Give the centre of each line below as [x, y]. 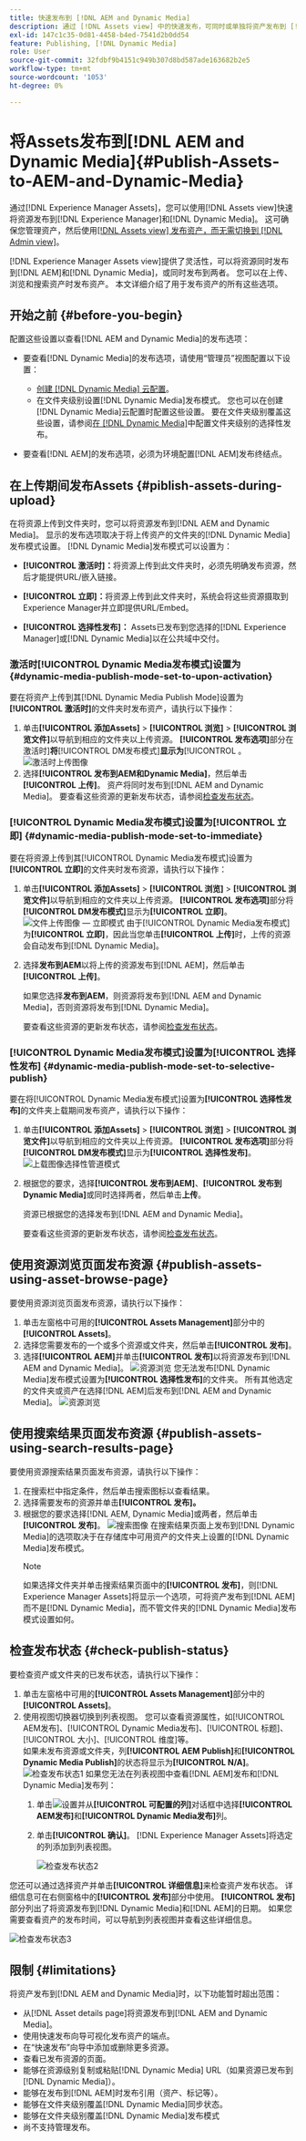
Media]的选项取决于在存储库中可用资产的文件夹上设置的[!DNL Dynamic [156, 1536]
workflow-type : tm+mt [51, 69]
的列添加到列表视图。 [76, 1846]
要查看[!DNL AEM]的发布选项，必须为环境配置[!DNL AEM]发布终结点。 [154, 454]
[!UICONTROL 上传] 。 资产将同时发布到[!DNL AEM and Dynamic [143, 785]
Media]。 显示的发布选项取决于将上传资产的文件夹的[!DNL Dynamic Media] [150, 535]
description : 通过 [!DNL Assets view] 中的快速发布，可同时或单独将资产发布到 [148, 26]
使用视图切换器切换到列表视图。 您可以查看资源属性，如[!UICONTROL [153, 1716]
